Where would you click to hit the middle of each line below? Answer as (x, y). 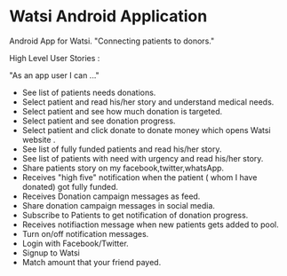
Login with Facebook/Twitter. (75, 243)
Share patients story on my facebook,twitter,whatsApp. (123, 168)
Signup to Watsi (51, 252)
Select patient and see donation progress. (99, 121)
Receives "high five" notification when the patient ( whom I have (140, 177)
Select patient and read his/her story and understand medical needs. (148, 102)
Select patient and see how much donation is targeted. (122, 111)
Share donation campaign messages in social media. (119, 205)
